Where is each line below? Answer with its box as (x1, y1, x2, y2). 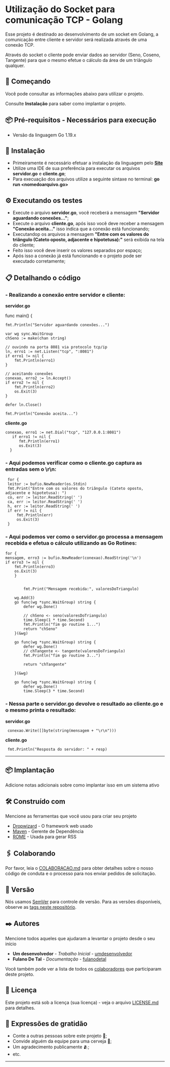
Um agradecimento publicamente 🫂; (12, 1044, 90, 1050)
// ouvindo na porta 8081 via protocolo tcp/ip (5, 344, 108, 349)
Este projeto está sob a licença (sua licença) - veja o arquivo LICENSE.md (5, 999, 159, 1005)
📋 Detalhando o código (5, 273, 81, 282)
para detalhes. (5, 1005, 35, 1011)
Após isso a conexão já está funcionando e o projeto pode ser (12, 253, 142, 259)
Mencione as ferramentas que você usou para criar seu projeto (5, 813, 137, 820)
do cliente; (12, 242, 35, 248)
